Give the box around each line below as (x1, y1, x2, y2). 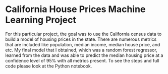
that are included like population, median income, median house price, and (5, 41, 160, 47)
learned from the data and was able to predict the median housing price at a (5, 52, 163, 58)
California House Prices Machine (5, 4, 146, 15)
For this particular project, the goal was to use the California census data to (5, 31, 162, 37)
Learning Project (5, 14, 77, 26)
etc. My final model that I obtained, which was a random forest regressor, (5, 47, 157, 53)
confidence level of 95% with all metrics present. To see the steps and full (5, 57, 160, 63)
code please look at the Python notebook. (5, 63, 92, 69)
